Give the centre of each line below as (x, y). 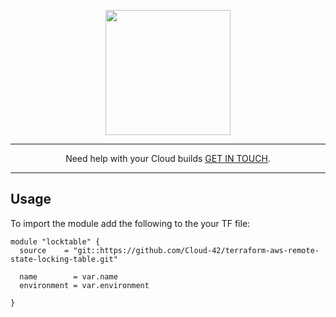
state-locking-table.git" (64, 259)
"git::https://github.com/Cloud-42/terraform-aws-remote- (196, 250)
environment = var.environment (84, 285)
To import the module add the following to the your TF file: (130, 223)
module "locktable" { (55, 241)
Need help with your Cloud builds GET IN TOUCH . (168, 158)
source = (44, 250)
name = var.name (68, 276)
